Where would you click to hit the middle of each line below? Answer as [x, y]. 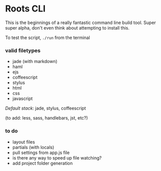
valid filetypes [23, 50]
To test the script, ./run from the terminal [48, 37]
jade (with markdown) [35, 61]
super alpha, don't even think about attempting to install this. [67, 27]
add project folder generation [43, 163]
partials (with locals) [33, 147]
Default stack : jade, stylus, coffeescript [46, 108]
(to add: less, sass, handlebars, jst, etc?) [47, 118]
